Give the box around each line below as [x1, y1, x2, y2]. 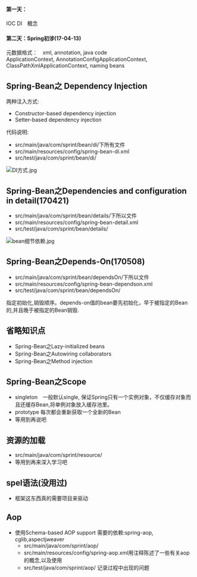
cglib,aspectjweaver [14, 535, 65, 543]
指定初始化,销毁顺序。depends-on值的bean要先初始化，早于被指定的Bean [6, 299, 188, 306]
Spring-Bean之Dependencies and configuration [6, 186, 187, 196]
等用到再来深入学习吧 [14, 459, 67, 466]
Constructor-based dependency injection [14, 110, 116, 117]
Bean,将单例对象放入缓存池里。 [35, 401, 113, 409]
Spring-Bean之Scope [6, 377, 87, 387]
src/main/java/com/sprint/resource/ [14, 452, 102, 459]
